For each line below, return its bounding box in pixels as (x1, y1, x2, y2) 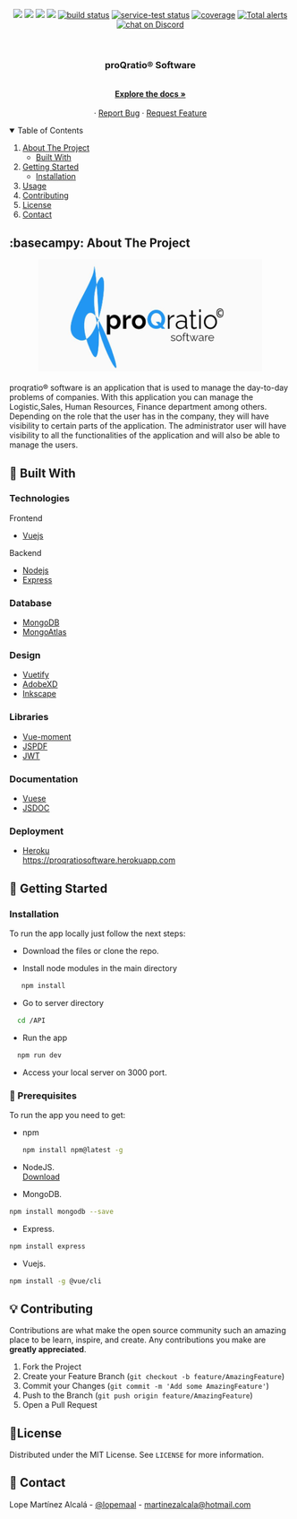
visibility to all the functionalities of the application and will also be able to (9, 430, 280, 441)
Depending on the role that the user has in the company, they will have (9, 411, 270, 421)
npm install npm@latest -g (21, 1145, 123, 1154)
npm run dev (17, 1050, 63, 1060)
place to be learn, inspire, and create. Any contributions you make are (9, 1334, 267, 1345)
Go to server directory (21, 997, 105, 1008)
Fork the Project (21, 1361, 82, 1372)
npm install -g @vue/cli (9, 1276, 102, 1286)
